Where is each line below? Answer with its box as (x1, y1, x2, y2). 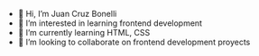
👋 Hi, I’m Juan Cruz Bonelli (17, 9, 117, 19)
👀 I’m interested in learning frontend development (17, 18, 203, 28)
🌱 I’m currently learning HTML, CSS (17, 28, 151, 37)
